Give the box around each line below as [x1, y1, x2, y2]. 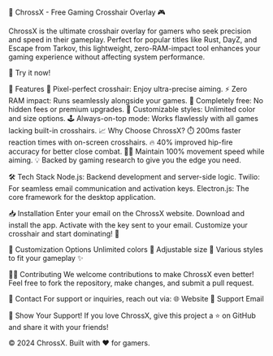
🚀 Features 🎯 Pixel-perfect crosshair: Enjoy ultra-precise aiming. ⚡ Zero [8, 85, 248, 93]
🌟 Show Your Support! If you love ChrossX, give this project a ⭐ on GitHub [8, 310, 256, 320]
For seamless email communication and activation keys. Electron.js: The [8, 184, 249, 193]
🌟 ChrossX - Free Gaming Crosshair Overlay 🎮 [8, 7, 166, 17]
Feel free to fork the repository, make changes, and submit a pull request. [8, 278, 254, 288]
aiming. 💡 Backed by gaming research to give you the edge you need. [8, 155, 241, 165]
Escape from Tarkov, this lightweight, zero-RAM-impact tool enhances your [8, 44, 262, 53]
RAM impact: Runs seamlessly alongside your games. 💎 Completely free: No [8, 96, 264, 105]
